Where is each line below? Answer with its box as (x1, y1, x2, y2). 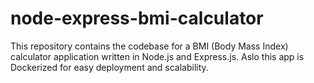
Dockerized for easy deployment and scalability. (10, 61, 209, 73)
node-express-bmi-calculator (10, 7, 264, 30)
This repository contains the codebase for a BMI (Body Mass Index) (10, 40, 289, 52)
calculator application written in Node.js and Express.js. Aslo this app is (10, 50, 305, 62)
